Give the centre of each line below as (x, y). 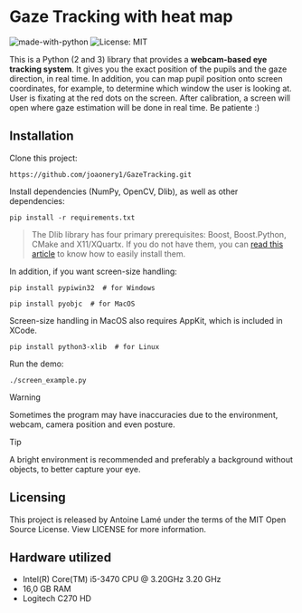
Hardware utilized (60, 557)
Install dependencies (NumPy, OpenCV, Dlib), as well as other (124, 191)
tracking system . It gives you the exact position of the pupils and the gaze (148, 69)
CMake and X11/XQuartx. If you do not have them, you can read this (157, 244)
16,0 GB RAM (47, 589)
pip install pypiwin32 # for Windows (82, 287)
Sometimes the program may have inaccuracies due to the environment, (144, 414)
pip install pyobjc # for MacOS (72, 304)
